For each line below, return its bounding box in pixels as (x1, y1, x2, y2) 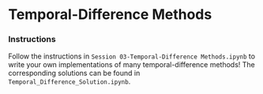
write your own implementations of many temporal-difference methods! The (8, 60, 255, 70)
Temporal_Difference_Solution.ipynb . (8, 77, 131, 86)
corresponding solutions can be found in (8, 69, 141, 78)
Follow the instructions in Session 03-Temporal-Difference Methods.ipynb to (8, 51, 255, 61)
